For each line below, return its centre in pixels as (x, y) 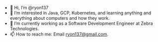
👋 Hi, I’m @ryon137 (29, 8)
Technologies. (24, 29)
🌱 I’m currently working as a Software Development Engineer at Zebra (81, 23)
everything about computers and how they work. (60, 18)
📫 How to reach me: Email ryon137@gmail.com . (59, 34)
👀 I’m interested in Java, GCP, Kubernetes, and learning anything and (80, 13)
